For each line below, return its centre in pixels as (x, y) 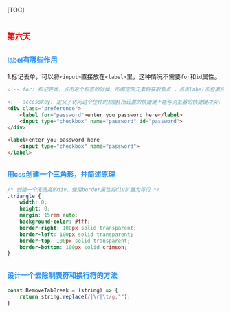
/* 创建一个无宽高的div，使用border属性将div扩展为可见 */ (84, 190)
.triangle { (24, 196)
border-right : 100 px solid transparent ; (78, 228)
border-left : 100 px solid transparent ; (77, 234)
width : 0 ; (34, 202)
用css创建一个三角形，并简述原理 (61, 175)
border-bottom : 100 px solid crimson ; (74, 247)
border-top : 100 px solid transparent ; (75, 241)
